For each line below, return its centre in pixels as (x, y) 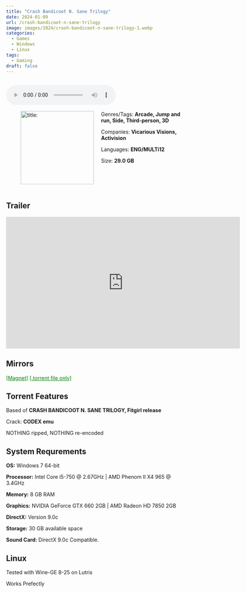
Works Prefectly (25, 584)
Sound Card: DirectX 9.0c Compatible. (53, 540)
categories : (20, 33)
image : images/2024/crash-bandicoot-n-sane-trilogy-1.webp (79, 28)
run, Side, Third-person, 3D (135, 120)
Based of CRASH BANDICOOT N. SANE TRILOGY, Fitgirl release (84, 410)
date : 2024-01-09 (27, 17)
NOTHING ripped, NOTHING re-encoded (55, 433)
